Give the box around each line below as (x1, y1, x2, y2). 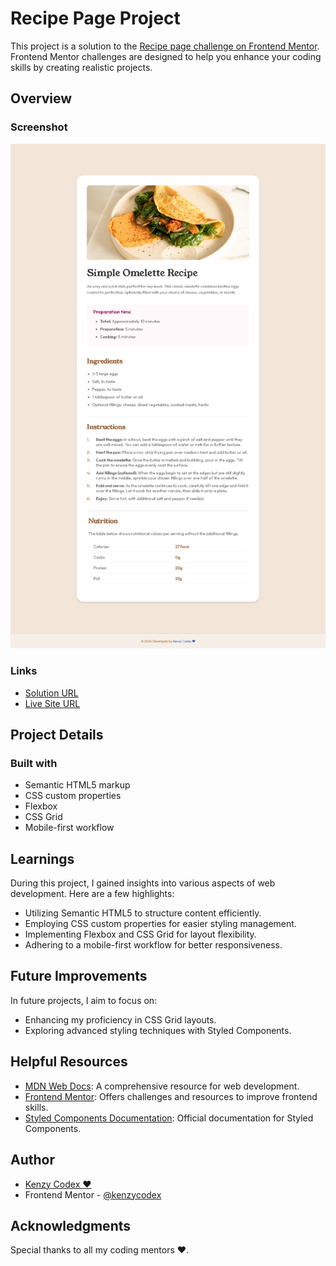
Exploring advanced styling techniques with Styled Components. (24, 1024, 292, 1036)
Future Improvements (10, 968, 148, 985)
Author (10, 1152, 55, 1169)
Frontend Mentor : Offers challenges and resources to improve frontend (24, 1090, 318, 1102)
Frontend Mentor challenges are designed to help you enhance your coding (10, 50, 322, 62)
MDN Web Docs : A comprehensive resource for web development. (24, 1080, 300, 1092)
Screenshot (10, 120, 68, 134)
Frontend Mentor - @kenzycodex (24, 1188, 162, 1201)
